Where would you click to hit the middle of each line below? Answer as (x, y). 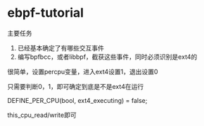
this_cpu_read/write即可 (42, 115)
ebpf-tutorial (46, 13)
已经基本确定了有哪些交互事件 (60, 48)
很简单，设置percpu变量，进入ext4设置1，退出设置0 (83, 71)
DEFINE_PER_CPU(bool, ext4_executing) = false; (77, 100)
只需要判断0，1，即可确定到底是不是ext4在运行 (76, 86)
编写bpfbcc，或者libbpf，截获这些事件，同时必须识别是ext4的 (107, 57)
